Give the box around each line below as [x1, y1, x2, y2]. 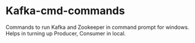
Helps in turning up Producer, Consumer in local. [5, 29, 126, 37]
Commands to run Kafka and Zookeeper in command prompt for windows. [5, 24, 190, 31]
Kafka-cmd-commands [5, 4, 125, 18]
